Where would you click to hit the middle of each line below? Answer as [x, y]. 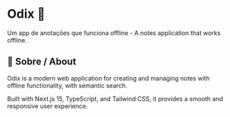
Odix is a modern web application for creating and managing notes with [108, 78]
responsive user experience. [48, 106]
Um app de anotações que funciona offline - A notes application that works [114, 33]
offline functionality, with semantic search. [67, 86]
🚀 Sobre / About [42, 62]
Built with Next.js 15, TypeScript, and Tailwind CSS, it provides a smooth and [115, 99]
